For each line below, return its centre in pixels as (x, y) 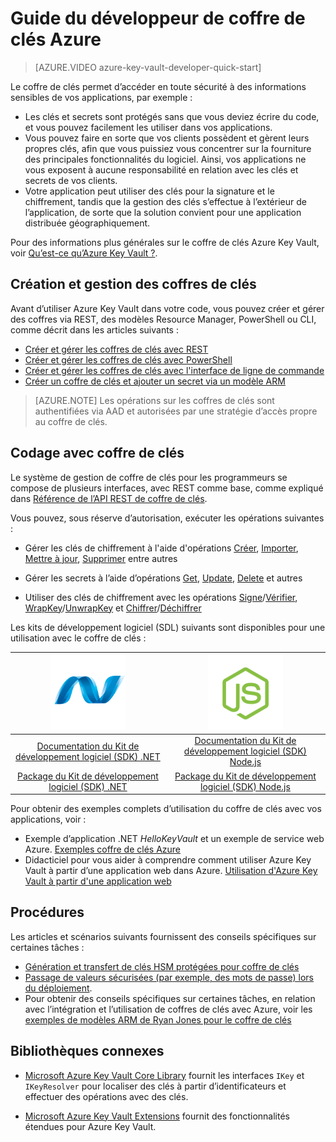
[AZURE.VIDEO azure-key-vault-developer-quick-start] (148, 67)
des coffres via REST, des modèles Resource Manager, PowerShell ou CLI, (163, 319)
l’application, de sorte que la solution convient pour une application (163, 212)
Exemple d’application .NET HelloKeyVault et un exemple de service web (174, 839)
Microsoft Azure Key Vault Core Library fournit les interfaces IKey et (164, 1075)
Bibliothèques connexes (87, 1051)
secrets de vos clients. (71, 180)
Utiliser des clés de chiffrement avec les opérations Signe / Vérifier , (161, 597)
